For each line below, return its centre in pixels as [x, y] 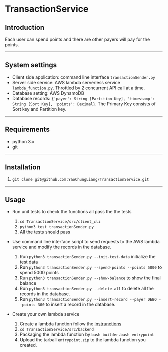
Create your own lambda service [46, 314]
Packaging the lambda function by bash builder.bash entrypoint [87, 335]
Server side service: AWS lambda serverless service [66, 82]
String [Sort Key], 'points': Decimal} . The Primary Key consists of [84, 104]
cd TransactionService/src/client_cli [60, 222]
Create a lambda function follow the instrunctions [71, 324]
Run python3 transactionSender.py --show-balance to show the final [90, 278]
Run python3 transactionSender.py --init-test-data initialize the [88, 257]
